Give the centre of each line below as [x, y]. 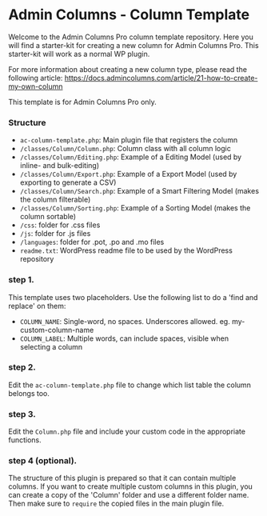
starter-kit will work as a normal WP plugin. [79, 54]
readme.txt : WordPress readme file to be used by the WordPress [126, 250]
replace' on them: [37, 306]
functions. [25, 440]
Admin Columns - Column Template [129, 15]
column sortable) [48, 217]
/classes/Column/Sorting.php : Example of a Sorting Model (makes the [135, 208]
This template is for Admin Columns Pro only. [83, 102]
